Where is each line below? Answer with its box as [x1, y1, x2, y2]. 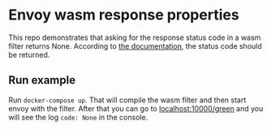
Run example [8, 73, 75, 87]
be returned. [8, 50, 50, 59]
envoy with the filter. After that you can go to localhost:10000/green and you [8, 103, 264, 113]
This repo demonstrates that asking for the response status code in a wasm [8, 32, 261, 42]
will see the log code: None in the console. [8, 112, 148, 122]
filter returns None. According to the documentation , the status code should [8, 41, 262, 50]
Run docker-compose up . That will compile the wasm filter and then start [8, 95, 247, 105]
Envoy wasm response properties [8, 6, 239, 24]
